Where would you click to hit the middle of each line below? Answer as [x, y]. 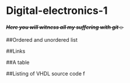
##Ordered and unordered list [42, 40]
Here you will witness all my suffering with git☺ [65, 27]
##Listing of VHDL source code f [46, 74]
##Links [16, 51]
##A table [18, 63]
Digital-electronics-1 [57, 11]
